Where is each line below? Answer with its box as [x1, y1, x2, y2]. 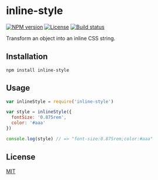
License [6, 152, 36, 162]
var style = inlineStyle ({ [6, 109, 72, 115]
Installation [6, 51, 48, 62]
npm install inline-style [6, 67, 69, 73]
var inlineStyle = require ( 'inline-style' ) [6, 98, 114, 105]
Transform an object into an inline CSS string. [6, 34, 116, 41]
